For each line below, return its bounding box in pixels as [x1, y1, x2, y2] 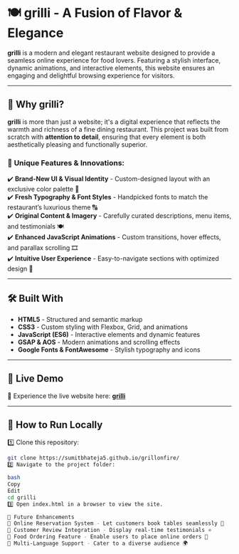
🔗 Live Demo [7, 372, 64, 385]
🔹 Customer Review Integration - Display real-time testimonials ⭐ [7, 527, 212, 534]
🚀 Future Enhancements [7, 513, 75, 521]
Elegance [7, 25, 64, 41]
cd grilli [7, 493, 37, 501]
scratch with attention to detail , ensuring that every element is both [7, 132, 206, 141]
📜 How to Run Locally [7, 419, 103, 431]
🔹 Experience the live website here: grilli [7, 392, 126, 400]
